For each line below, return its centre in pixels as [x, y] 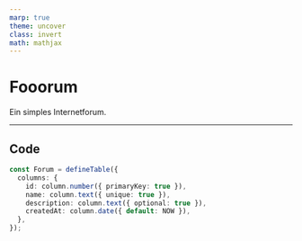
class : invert [36, 34]
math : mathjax [36, 43]
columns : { [38, 178]
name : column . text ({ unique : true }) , [98, 194]
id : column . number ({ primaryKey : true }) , [106, 186]
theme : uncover [38, 26]
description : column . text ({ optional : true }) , [116, 203]
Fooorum [44, 87]
